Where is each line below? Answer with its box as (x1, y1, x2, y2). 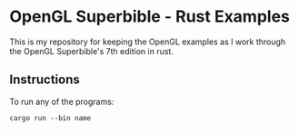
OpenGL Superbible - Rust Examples (9, 6, 291, 27)
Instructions (9, 72, 80, 88)
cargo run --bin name (9, 113, 92, 123)
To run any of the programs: (9, 96, 115, 107)
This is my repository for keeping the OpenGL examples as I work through (9, 36, 286, 47)
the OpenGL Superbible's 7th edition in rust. (9, 45, 174, 56)
